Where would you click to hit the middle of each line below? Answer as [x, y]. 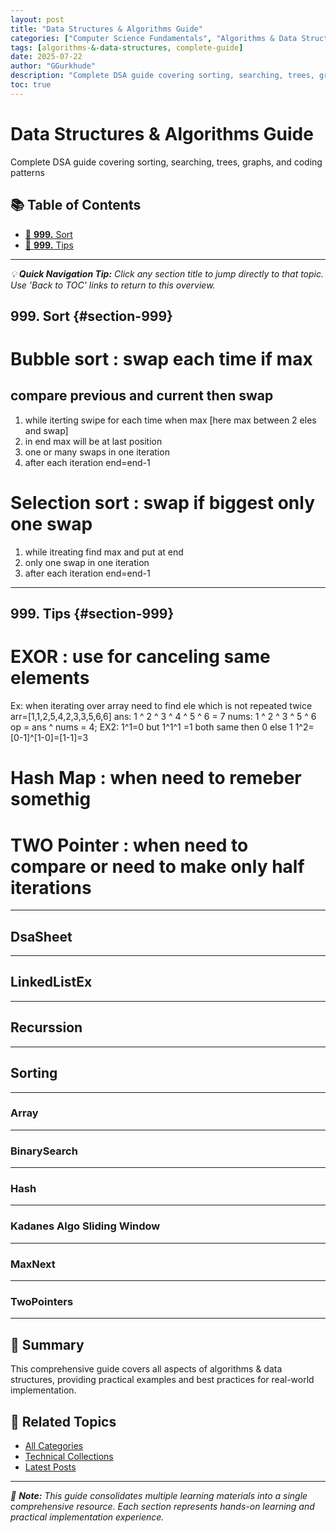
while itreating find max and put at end [104, 552]
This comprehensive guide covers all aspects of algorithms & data [146, 1369]
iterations [51, 887]
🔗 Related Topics [63, 1421]
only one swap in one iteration [87, 562]
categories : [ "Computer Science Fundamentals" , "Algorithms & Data [154, 38]
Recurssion [46, 1027]
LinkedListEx [51, 982]
